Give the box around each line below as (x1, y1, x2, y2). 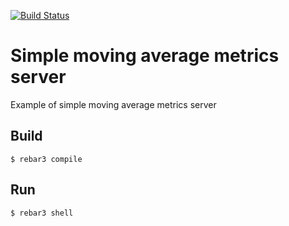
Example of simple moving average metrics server (10, 98, 217, 110)
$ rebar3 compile (10, 154, 83, 164)
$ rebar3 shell (10, 208, 74, 218)
